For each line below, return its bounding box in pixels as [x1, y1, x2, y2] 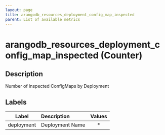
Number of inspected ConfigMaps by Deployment [5, 83, 109, 89]
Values [90, 113, 107, 120]
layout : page [5, 7, 33, 13]
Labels [5, 97, 27, 107]
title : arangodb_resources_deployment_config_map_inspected [5, 12, 135, 17]
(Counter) [100, 49, 143, 61]
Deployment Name [41, 121, 86, 128]
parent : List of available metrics [5, 17, 80, 22]
